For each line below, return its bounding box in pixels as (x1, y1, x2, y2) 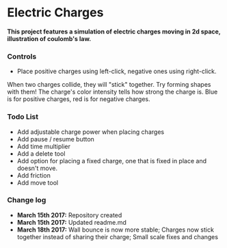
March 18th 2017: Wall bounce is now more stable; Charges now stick (16, 225, 214, 234)
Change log (7, 195, 46, 205)
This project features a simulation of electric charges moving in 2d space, (7, 27, 221, 36)
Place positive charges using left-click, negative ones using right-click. (16, 67, 217, 76)
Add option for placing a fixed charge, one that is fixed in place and (16, 156, 207, 165)
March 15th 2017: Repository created (16, 210, 122, 219)
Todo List (7, 112, 39, 122)
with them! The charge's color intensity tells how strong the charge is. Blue (7, 87, 218, 96)
